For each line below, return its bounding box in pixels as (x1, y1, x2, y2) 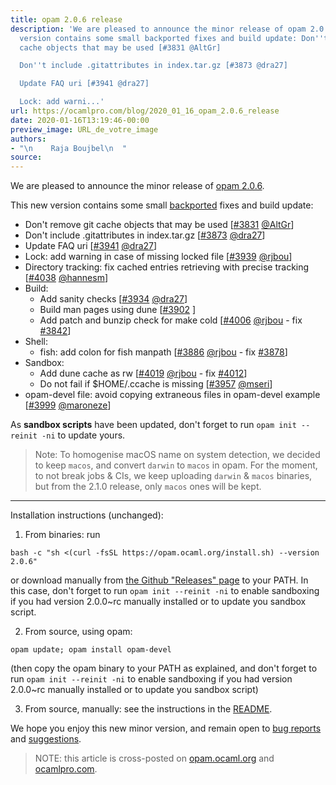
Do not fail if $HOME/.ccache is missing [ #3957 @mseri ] (39, 378, 273, 390)
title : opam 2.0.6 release (10, 14, 123, 25)
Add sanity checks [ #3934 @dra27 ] (39, 293, 188, 305)
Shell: (24, 336, 49, 348)
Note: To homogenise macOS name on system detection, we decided (34, 449, 321, 461)
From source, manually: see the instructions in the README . (24, 703, 273, 715)
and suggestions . (10, 733, 82, 745)
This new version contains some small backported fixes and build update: (10, 199, 314, 211)
